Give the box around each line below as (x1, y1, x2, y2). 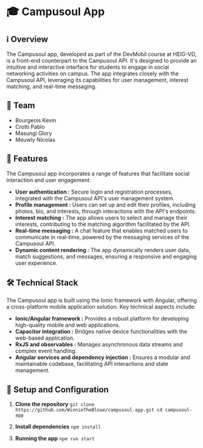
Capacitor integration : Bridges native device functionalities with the (15, 328, 187, 335)
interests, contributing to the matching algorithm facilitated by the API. (15, 220, 191, 228)
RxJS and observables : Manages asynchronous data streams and (15, 341, 183, 348)
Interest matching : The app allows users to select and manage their (15, 214, 187, 221)
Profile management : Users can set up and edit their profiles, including (15, 201, 196, 208)
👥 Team (6, 100, 35, 111)
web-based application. (15, 334, 75, 341)
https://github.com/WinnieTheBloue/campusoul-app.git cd (15, 407, 163, 413)
